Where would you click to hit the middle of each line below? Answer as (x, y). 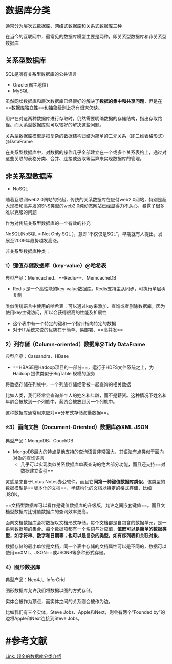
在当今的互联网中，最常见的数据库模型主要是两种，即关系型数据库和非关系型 (86, 36)
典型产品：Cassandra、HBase (37, 356)
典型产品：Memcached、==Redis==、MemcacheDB (61, 277)
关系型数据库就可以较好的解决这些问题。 (61, 125)
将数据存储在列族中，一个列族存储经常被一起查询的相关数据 (68, 384)
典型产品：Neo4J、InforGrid (35, 580)
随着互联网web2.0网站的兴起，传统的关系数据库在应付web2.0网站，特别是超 (86, 199)
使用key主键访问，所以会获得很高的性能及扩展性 (56, 312)
